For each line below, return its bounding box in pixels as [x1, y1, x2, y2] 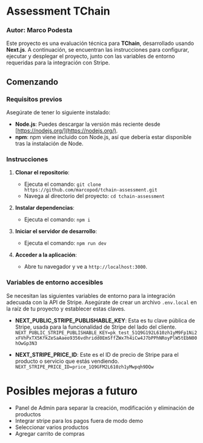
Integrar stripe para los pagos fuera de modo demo [15, 417, 144, 424]
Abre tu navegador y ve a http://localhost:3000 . [24, 263, 147, 270]
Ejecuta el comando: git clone [24, 180, 101, 188]
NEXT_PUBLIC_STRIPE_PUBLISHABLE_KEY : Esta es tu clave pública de [15, 317, 195, 324]
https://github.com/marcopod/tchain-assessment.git [24, 187, 158, 193]
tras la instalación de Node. [15, 140, 84, 147]
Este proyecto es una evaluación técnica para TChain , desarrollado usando [6, 39, 195, 47]
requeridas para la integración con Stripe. [6, 59, 110, 66]
